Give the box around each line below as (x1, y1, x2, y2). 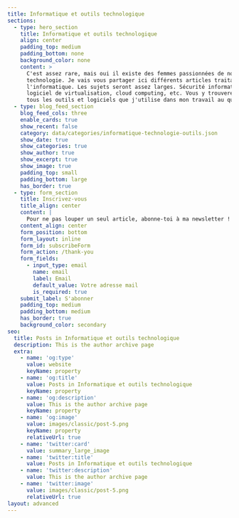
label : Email (33, 275, 72, 282)
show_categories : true (20, 143, 87, 150)
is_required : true (33, 288, 87, 295)
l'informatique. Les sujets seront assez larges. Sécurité (26, 83, 205, 90)
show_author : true (20, 149, 75, 157)
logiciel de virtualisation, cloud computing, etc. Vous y (26, 90, 205, 97)
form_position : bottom (20, 228, 87, 236)
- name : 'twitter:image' (20, 480, 94, 487)
